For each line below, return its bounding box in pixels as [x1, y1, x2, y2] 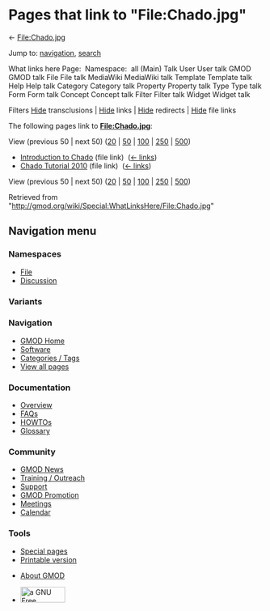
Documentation [8, 382, 71, 393]
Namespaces [8, 248, 62, 260]
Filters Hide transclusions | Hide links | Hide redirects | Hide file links [8, 105, 237, 115]
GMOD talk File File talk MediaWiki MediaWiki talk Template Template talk [8, 72, 252, 82]
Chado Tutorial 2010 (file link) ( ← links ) [19, 160, 152, 171]
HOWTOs [19, 418, 53, 427]
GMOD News [19, 465, 64, 474]
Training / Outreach [19, 473, 86, 483]
